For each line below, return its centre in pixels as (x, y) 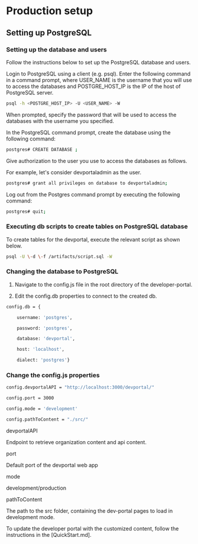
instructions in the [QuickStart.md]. (49, 535)
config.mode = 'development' (42, 409)
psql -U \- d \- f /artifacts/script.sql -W (59, 256)
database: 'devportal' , (46, 339)
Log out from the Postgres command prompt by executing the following (93, 194)
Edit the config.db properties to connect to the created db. (86, 296)
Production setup (50, 11)
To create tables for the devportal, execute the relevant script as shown (93, 239)
